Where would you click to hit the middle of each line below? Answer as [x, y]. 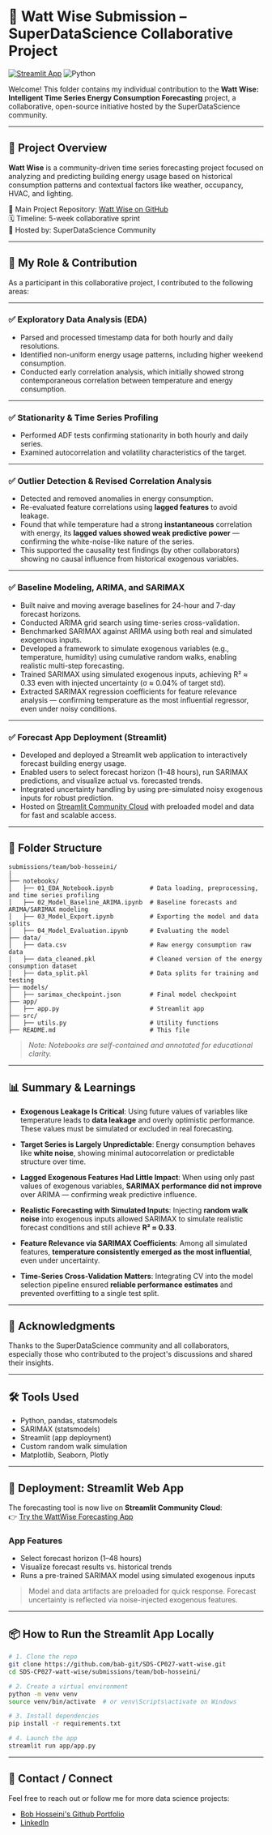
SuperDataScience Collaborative [121, 34]
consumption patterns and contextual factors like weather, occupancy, [126, 185]
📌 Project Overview [58, 148]
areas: [19, 291]
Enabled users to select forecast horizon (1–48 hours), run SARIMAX [134, 772]
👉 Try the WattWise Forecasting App [71, 1517]
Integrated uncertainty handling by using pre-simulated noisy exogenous [141, 789]
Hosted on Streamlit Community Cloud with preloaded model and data [137, 806]
